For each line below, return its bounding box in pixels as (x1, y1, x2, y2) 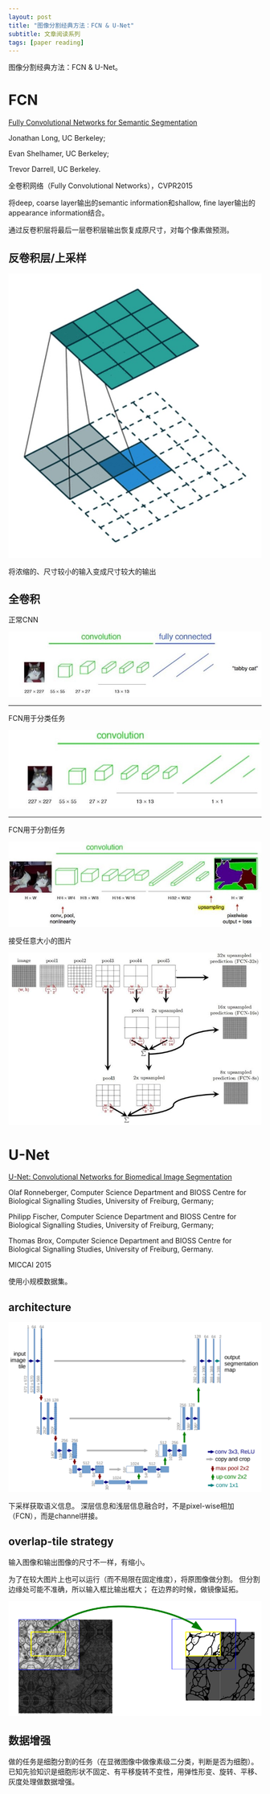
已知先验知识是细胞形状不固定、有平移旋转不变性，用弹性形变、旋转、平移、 (8, 1767, 262, 1776)
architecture (8, 1300, 72, 1314)
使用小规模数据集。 (8, 1276, 72, 1286)
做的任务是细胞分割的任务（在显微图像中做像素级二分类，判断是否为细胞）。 (8, 1756, 259, 1766)
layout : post (8, 13, 52, 21)
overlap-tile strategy (8, 1535, 114, 1549)
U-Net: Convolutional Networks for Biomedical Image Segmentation (8, 1172, 233, 1182)
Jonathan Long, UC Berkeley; (8, 133, 106, 143)
